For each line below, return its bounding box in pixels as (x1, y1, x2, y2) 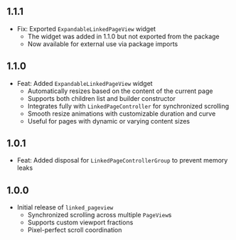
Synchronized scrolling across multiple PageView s (27, 211, 172, 219)
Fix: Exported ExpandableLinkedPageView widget (16, 24, 156, 33)
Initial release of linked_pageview (16, 203, 114, 212)
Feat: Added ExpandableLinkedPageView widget (16, 79, 154, 87)
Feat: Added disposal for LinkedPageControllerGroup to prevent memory (16, 156, 228, 165)
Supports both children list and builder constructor (27, 94, 176, 102)
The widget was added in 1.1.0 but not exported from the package (27, 32, 220, 40)
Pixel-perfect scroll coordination (27, 226, 122, 234)
